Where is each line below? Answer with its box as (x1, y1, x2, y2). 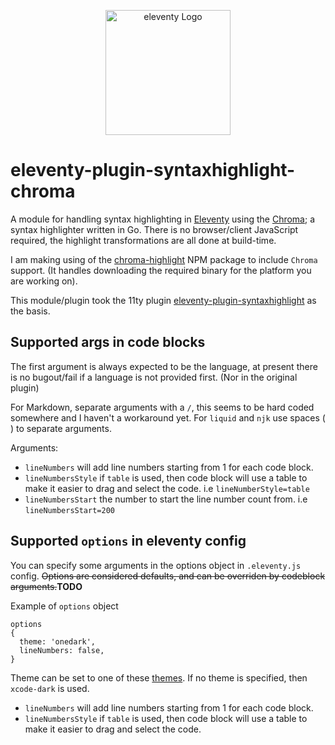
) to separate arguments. (10, 422, 112, 434)
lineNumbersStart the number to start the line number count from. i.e (24, 493, 308, 505)
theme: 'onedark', (19, 636, 97, 647)
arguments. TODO (10, 580, 83, 592)
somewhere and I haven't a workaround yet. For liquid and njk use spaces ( (10, 411, 326, 424)
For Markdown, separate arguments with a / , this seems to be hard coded (10, 401, 315, 413)
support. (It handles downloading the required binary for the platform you (10, 264, 312, 276)
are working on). (10, 275, 78, 287)
